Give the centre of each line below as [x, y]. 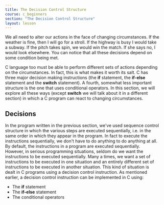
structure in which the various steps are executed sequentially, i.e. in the [78, 131]
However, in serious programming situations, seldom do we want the [74, 151]
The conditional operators [38, 197]
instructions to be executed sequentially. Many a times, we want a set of [78, 157]
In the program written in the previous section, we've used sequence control [82, 125]
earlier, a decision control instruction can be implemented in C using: [74, 177]
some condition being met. [32, 58]
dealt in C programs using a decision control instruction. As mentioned [76, 172]
